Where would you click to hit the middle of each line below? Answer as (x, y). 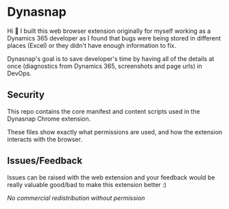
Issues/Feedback (45, 161)
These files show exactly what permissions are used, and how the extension (115, 132)
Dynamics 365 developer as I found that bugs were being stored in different (114, 38)
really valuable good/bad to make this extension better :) (87, 184)
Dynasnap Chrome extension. (49, 119)
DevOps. (20, 73)
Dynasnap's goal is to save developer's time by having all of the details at (111, 58)
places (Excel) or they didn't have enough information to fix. (92, 45)
